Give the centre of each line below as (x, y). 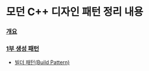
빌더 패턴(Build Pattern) (42, 62)
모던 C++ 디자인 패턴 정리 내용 (75, 12)
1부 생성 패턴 (23, 49)
